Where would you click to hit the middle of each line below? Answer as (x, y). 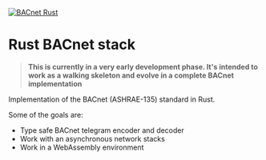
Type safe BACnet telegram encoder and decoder (102, 130)
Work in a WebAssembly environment (82, 147)
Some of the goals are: (46, 114)
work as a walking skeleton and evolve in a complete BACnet (131, 75)
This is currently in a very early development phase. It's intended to (143, 66)
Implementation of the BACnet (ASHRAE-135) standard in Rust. (112, 99)
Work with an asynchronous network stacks (93, 138)
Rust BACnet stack (72, 45)
